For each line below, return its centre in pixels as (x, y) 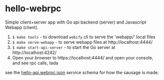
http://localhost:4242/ (34, 53)
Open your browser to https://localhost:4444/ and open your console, (82, 57)
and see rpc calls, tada (35, 63)
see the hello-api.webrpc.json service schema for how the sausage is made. (82, 72)
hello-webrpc (33, 9)
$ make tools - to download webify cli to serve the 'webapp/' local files (84, 37)
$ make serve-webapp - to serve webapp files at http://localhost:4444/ (82, 42)
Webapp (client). (22, 27)
